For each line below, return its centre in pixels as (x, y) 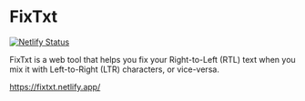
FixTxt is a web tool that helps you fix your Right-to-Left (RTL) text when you (152, 59)
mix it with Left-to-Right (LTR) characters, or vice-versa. (115, 69)
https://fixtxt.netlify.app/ (55, 86)
